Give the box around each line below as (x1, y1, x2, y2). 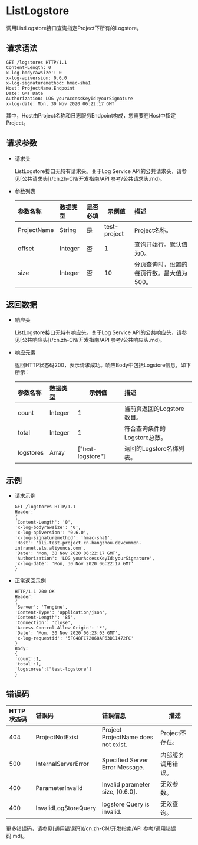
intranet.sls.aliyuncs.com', (14, 545, 87, 552)
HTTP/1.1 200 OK (14, 589, 55, 595)
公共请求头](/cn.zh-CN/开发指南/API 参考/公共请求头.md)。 (21, 175, 166, 182)
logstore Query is (102, 800, 150, 808)
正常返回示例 (14, 577, 46, 584)
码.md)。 (6, 833, 28, 839)
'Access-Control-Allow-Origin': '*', (14, 625, 108, 631)
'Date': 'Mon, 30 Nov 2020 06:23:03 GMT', (14, 630, 121, 636)
